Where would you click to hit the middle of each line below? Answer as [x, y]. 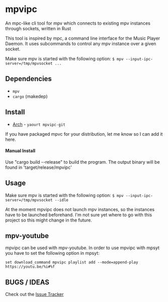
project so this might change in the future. [49, 220]
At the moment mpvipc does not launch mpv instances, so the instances [80, 209]
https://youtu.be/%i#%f [30, 267]
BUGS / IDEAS [27, 282]
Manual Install [20, 151]
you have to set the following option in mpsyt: [52, 253]
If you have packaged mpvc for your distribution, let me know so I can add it [84, 134]
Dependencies [28, 79]
